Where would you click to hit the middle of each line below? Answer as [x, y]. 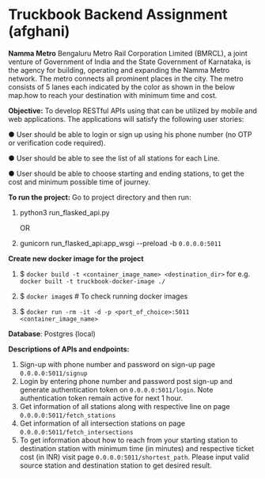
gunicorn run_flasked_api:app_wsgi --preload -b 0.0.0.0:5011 [120, 243]
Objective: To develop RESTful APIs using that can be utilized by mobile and [132, 110]
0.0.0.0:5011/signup [53, 374]
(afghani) [39, 31]
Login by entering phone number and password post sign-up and [126, 381]
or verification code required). [57, 142]
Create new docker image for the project [76, 258]
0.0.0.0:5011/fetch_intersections [76, 432]
